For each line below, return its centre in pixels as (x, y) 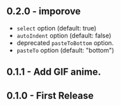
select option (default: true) (56, 28)
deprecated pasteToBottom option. (65, 43)
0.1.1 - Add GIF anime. (54, 72)
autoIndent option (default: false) (64, 35)
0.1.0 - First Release (50, 95)
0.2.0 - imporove (44, 11)
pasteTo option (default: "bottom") (65, 50)
